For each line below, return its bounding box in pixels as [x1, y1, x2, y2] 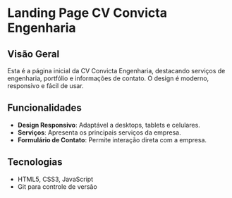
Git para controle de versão [17, 182, 97, 191]
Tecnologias [7, 156, 63, 168]
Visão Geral [7, 48, 60, 60]
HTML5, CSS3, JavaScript [17, 175, 94, 183]
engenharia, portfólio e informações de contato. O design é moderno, [7, 74, 209, 82]
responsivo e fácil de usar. [7, 82, 84, 89]
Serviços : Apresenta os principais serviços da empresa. [17, 128, 181, 137]
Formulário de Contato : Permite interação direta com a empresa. [17, 135, 207, 144]
